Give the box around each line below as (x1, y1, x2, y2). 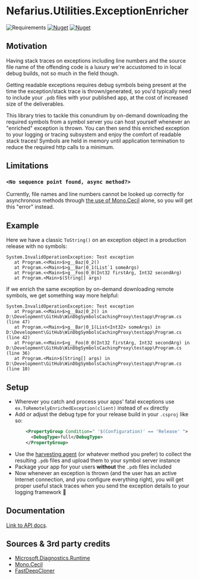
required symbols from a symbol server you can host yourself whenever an (6, 118, 190, 125)
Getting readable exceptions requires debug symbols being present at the (6, 81, 187, 88)
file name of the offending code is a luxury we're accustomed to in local (6, 63, 182, 70)
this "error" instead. (6, 203, 55, 210)
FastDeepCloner (14, 567, 55, 575)
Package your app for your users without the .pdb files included (14, 463, 172, 470)
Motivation (6, 41, 48, 51)
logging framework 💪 (14, 488, 67, 495)
